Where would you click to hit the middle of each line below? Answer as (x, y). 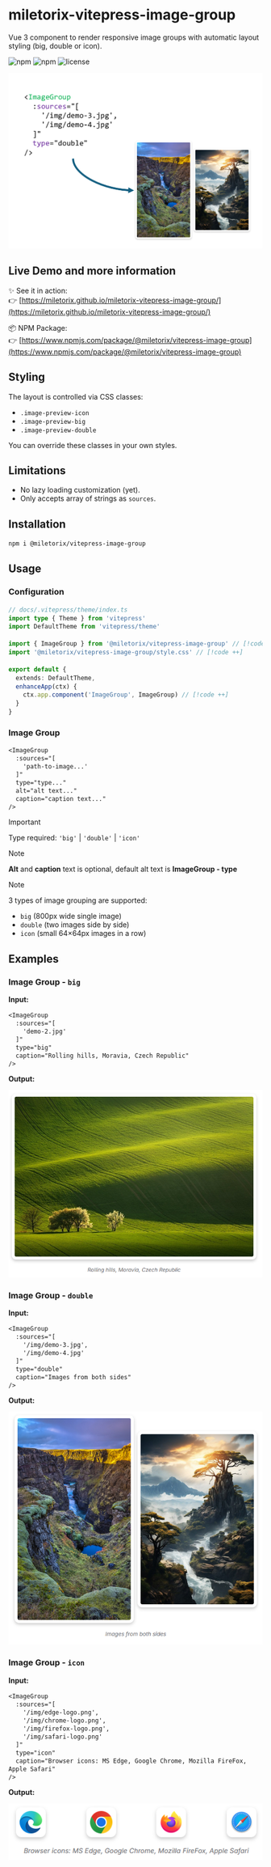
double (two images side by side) (75, 925)
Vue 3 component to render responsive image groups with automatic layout (134, 37)
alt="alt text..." (47, 791)
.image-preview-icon (54, 413)
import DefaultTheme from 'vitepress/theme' (84, 627)
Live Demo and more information (92, 271)
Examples (33, 959)
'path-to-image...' (56, 767)
